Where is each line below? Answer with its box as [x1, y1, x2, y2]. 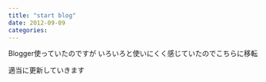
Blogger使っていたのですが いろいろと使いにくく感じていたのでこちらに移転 [8, 49, 258, 58]
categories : [8, 26, 48, 34]
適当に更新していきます [8, 65, 85, 75]
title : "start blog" [8, 11, 77, 20]
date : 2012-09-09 [8, 19, 66, 27]
